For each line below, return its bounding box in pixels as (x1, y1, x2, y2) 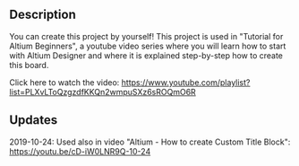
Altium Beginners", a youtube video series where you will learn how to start (9, 40, 286, 51)
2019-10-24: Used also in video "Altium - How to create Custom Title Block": (9, 136, 291, 147)
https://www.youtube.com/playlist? (121, 76, 251, 88)
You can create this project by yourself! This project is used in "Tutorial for (9, 31, 284, 41)
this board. (9, 59, 49, 70)
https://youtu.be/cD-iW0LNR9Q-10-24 (9, 145, 151, 156)
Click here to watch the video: (9, 76, 120, 88)
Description (9, 7, 76, 22)
